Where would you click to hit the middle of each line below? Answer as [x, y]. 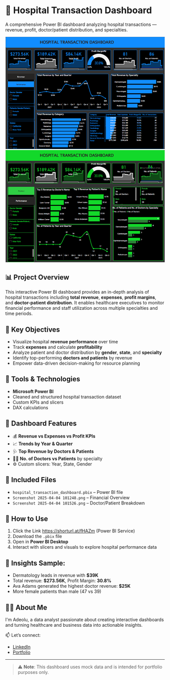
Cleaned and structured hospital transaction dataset [67, 397]
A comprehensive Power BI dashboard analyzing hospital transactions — [81, 24]
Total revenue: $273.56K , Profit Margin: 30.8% [62, 581]
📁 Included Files [31, 480]
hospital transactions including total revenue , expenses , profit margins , [81, 297]
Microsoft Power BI [33, 391]
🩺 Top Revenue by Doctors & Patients [53, 451]
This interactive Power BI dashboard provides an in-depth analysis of [77, 292]
